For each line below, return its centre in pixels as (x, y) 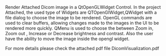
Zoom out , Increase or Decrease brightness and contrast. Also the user (79, 33)
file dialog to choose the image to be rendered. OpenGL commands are (79, 18)
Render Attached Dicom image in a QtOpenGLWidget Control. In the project (83, 7)
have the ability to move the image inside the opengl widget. (67, 39)
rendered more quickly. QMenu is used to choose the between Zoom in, (79, 28)
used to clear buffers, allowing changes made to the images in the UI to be (82, 23)
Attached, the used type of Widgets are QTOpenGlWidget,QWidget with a (81, 12)
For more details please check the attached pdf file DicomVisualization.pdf (82, 48)
